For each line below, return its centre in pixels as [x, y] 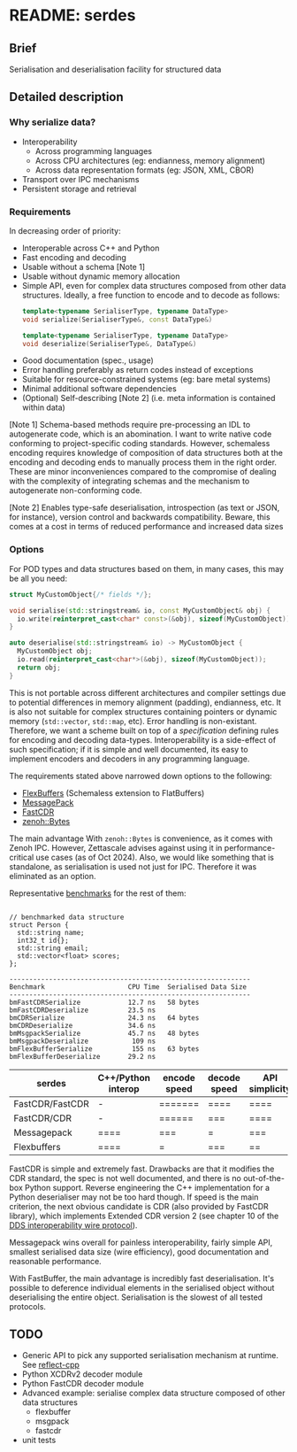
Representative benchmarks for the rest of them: [98, 893]
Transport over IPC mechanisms [80, 179]
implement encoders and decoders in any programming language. [129, 759]
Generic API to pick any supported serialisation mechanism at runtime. [150, 1355]
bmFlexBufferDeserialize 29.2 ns [83, 1056]
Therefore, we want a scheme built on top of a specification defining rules [144, 730]
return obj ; [39, 668]
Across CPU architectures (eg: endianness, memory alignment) [150, 160]
